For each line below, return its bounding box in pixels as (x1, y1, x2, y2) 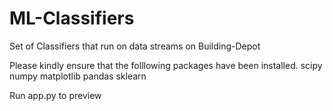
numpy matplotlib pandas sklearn (9, 70, 147, 82)
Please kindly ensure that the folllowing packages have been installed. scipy (9, 59, 323, 71)
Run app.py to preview (9, 89, 102, 101)
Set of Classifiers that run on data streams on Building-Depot (9, 40, 261, 52)
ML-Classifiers (9, 7, 135, 30)
